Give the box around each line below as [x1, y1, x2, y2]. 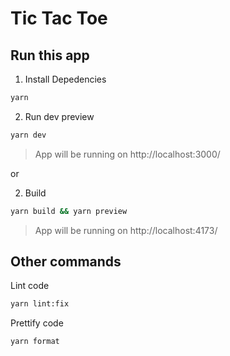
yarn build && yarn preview [10, 206, 128, 216]
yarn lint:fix [10, 299, 70, 309]
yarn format [10, 337, 60, 347]
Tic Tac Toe [10, 7, 108, 30]
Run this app [10, 47, 90, 64]
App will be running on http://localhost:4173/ [34, 224, 218, 236]
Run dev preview [24, 110, 95, 122]
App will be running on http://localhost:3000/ [34, 148, 221, 160]
